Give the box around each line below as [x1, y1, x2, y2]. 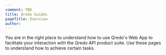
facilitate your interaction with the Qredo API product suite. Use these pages [5, 40, 162, 46]
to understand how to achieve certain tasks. [5, 45, 95, 51]
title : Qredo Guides [5, 12, 48, 17]
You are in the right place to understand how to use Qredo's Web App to [5, 35, 153, 41]
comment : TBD [5, 7, 32, 12]
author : [5, 21, 21, 26]
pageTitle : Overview [5, 16, 48, 21]
